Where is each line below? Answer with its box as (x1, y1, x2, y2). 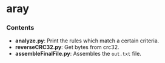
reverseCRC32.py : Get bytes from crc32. (15, 44, 120, 51)
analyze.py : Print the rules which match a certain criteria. (15, 37, 160, 44)
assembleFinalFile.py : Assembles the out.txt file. (15, 50, 141, 58)
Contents (6, 24, 35, 32)
